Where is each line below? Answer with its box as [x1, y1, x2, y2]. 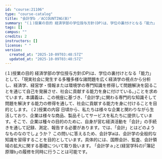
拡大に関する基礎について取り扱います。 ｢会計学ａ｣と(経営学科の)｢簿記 [13, 143, 155, 149]
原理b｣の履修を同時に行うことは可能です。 [5, 149, 90, 155]
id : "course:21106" [5, 7, 44, 12]
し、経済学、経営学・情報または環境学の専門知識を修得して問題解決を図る [5, 83, 153, 88]
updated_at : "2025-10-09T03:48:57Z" [9, 57, 83, 61]
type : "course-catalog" [5, 12, 53, 16]
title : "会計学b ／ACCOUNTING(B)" [5, 16, 72, 21]
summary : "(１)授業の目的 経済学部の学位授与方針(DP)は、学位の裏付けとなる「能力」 [5, 20, 157, 26]
